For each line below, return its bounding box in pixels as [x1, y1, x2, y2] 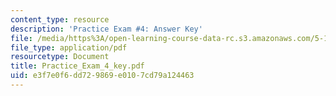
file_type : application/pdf [10, 42, 128, 53]
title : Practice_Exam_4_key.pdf [10, 61, 145, 71]
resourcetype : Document [10, 52, 110, 62]
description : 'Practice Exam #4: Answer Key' [10, 24, 203, 34]
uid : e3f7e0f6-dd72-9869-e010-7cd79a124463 [10, 71, 195, 81]
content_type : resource [10, 14, 110, 25]
